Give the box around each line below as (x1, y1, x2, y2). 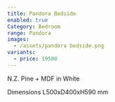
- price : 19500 (13, 56, 58, 62)
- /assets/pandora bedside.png (13, 42, 105, 49)
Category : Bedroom (7, 23, 61, 30)
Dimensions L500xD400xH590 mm (7, 87, 109, 96)
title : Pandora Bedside (7, 10, 77, 17)
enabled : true (7, 17, 49, 24)
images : (7, 36, 30, 43)
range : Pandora (7, 29, 52, 37)
